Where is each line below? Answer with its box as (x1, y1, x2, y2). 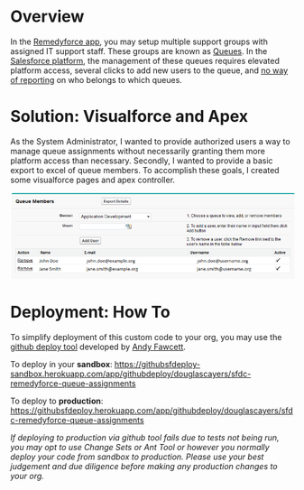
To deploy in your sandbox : (10, 359, 113, 370)
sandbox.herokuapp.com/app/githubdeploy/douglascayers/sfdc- (10, 368, 252, 380)
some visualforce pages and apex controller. (10, 174, 175, 185)
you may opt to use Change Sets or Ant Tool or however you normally (10, 442, 270, 453)
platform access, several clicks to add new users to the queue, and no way (10, 65, 289, 76)
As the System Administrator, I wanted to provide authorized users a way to (10, 135, 291, 146)
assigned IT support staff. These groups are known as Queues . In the (10, 45, 268, 56)
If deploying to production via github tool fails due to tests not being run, (10, 432, 280, 443)
